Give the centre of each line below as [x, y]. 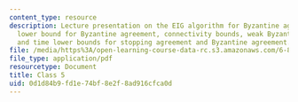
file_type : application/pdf [61, 59]
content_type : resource [53, 17]
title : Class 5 [37, 75]
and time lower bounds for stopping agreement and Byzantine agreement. [154, 42]
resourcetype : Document [53, 67]
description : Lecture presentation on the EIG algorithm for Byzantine [144, 26]
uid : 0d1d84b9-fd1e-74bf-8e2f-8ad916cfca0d [91, 83]
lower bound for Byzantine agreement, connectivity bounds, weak [141, 34]
